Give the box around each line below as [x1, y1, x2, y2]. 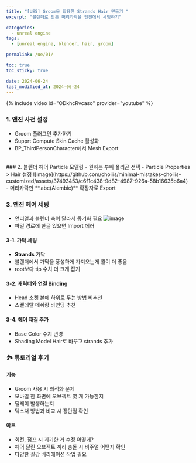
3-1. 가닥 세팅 [6, 236, 37, 244]
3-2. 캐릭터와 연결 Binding [6, 280, 68, 287]
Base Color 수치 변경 [14, 330, 63, 337]
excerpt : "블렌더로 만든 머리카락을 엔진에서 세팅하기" [6, 14, 122, 20]
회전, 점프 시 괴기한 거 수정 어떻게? [14, 435, 94, 443]
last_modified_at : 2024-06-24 [6, 83, 80, 90]
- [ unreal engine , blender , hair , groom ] [11, 41, 114, 47]
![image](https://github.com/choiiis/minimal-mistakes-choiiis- [33, 171, 181, 178]
